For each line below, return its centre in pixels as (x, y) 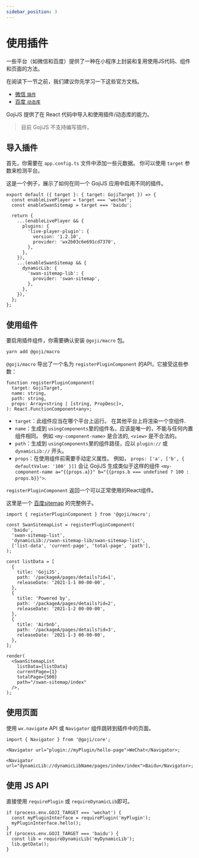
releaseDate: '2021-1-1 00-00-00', (61, 583)
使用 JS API (27, 786)
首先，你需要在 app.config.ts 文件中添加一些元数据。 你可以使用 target (95, 163)
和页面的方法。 (25, 68)
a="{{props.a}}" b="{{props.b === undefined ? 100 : (122, 472)
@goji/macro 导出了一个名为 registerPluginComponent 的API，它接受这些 (95, 364)
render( (16, 656)
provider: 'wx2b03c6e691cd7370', (74, 242)
